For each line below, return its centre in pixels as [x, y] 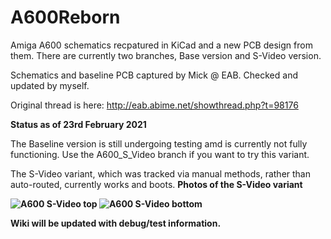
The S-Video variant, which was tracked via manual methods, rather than [161, 173]
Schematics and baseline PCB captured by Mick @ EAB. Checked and [154, 75]
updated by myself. [50, 85]
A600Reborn [65, 17]
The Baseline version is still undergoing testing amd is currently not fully [159, 143]
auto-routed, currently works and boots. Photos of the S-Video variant [156, 184]
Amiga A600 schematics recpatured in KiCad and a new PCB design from [161, 45]
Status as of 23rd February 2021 [78, 124]
